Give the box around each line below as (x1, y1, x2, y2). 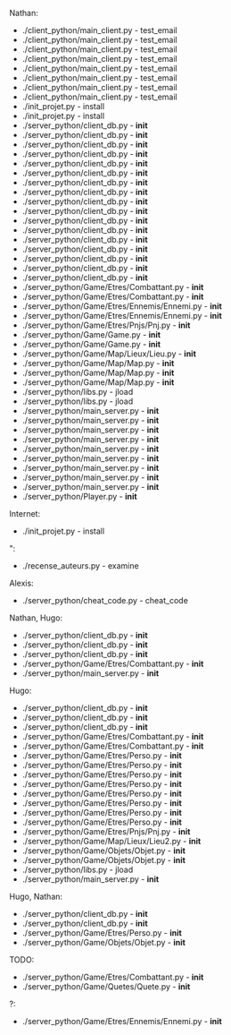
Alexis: (9, 577, 34, 588)
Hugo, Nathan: (9, 891, 63, 902)
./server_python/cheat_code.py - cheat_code (21, 595, 189, 605)
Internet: (9, 509, 41, 518)
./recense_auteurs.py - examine (21, 560, 140, 571)
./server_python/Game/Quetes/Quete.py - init (21, 981, 191, 992)
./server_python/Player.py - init (21, 492, 137, 501)
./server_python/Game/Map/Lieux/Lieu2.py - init (21, 836, 202, 846)
